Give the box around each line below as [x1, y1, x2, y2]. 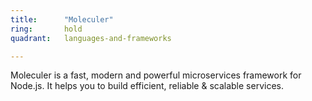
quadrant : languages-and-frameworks [10, 33, 172, 43]
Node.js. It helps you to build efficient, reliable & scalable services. [10, 80, 284, 92]
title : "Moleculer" [10, 14, 114, 25]
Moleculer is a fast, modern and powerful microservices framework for [10, 69, 302, 81]
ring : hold [10, 24, 83, 34]
